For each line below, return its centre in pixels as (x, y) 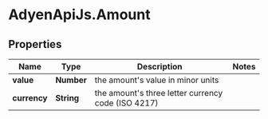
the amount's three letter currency (159, 93)
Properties (35, 44)
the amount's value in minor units (157, 80)
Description (160, 67)
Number (71, 80)
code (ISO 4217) (126, 103)
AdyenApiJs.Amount (79, 15)
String (67, 98)
